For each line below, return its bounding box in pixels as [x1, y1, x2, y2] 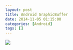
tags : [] [5, 26, 23, 31]
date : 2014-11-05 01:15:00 [5, 16, 61, 21]
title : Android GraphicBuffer [5, 12, 68, 17]
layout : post [5, 7, 32, 12]
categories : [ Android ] [5, 21, 52, 26]
